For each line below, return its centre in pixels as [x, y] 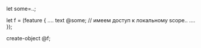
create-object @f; [29, 38]
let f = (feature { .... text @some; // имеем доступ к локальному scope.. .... [101, 20]
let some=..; [21, 9]
